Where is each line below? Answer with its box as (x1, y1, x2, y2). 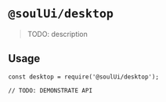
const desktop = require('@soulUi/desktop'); (8, 73, 159, 81)
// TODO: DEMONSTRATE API (8, 86, 92, 94)
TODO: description (27, 29, 88, 38)
